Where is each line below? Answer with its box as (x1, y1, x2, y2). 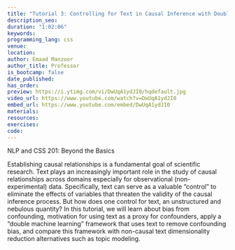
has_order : (7, 82, 39, 89)
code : (7, 127, 23, 134)
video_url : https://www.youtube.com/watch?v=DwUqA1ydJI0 (7, 95, 177, 102)
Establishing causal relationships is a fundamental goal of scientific (7, 160, 201, 169)
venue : (7, 43, 27, 50)
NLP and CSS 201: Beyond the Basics (7, 146, 115, 155)
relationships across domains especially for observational (7, 175, 173, 183)
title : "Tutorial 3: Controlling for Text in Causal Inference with (7, 10, 211, 18)
